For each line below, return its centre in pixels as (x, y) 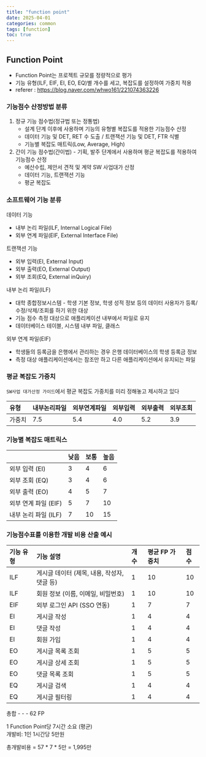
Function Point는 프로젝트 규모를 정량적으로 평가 (74, 75)
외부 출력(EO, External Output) (53, 269)
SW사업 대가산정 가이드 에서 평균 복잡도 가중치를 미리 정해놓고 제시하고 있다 (93, 391)
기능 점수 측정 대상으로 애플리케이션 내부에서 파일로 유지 (82, 318)
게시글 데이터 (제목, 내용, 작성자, (80, 573)
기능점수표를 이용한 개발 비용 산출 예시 (59, 535)
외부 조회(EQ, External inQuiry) (53, 276)
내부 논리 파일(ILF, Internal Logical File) (63, 227)
